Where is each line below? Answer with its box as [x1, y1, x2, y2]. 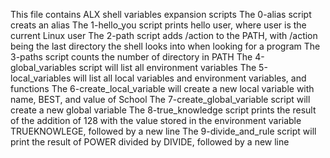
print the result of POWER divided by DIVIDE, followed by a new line [10, 136, 290, 148]
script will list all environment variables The [78, 62, 257, 73]
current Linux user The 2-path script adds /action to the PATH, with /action [10, 30, 318, 41]
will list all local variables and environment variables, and [73, 72, 307, 84]
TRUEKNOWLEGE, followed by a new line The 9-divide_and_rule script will [10, 125, 317, 137]
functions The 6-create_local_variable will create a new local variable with [10, 83, 315, 94]
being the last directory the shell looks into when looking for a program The [10, 40, 321, 52]
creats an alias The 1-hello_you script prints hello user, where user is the [10, 19, 307, 31]
